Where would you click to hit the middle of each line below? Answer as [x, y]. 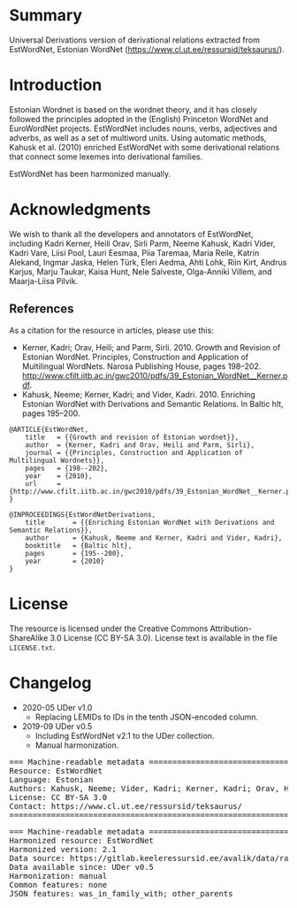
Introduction [56, 85]
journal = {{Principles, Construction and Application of [134, 452]
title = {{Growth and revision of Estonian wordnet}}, [132, 437]
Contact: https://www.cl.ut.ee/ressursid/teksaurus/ [126, 806]
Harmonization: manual [58, 876]
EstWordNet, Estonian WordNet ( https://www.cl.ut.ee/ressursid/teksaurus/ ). [147, 49]
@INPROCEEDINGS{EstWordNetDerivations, [83, 514]
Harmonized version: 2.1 [63, 849]
